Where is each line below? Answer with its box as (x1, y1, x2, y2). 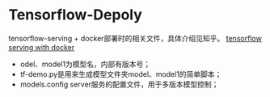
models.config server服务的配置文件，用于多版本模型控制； (19, 79, 219, 89)
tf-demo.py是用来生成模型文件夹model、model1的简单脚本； (19, 69, 222, 78)
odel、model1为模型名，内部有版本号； (19, 59, 151, 69)
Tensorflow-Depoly (8, 6, 143, 24)
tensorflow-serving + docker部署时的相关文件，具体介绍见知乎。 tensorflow (8, 33, 263, 43)
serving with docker (8, 42, 75, 52)
